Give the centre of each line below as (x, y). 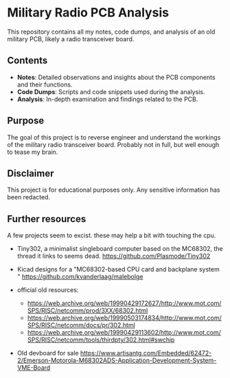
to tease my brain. (33, 152)
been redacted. (28, 197)
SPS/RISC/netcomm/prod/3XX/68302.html (88, 311)
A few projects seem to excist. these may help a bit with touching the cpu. (112, 236)
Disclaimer (31, 173)
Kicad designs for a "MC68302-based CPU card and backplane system (118, 269)
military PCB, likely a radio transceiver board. (71, 38)
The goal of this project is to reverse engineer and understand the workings (114, 137)
